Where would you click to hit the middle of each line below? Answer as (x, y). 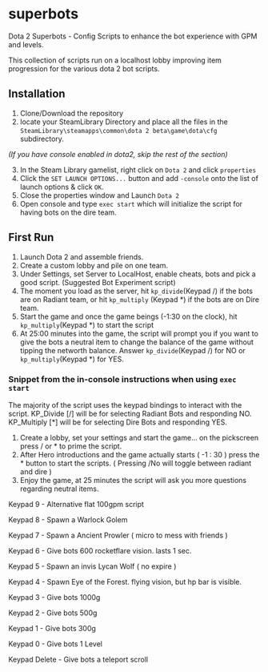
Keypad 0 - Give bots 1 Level (55, 644)
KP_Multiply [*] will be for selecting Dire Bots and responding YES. (118, 422)
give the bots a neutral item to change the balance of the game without (137, 342)
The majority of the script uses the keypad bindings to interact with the (125, 404)
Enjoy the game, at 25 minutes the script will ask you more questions (133, 480)
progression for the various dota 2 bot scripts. (84, 68)
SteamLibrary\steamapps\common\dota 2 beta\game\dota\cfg (118, 131)
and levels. (26, 44)
